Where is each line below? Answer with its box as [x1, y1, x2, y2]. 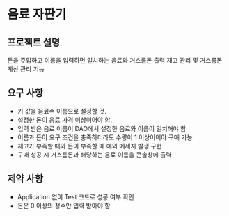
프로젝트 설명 [7, 36, 61, 48]
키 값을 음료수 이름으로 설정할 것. [17, 107, 106, 115]
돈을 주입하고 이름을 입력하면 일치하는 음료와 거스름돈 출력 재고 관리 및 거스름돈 [7, 56, 223, 64]
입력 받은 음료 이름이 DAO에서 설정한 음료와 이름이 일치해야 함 [17, 124, 187, 132]
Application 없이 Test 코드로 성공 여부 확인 [17, 192, 134, 201]
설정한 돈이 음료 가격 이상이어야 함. [17, 116, 113, 124]
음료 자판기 [7, 6, 67, 22]
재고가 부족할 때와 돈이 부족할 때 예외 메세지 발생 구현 [17, 141, 162, 150]
